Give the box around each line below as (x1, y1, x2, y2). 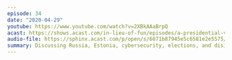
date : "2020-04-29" (7, 17, 64, 23)
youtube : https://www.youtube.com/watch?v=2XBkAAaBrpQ (7, 23, 168, 30)
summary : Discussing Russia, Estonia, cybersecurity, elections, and (7, 42, 212, 49)
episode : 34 (7, 10, 41, 17)
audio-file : (7, 36, 41, 43)
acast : (7, 29, 26, 37)
